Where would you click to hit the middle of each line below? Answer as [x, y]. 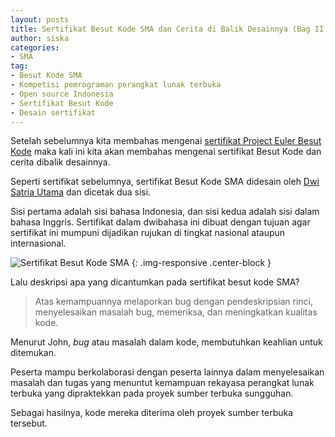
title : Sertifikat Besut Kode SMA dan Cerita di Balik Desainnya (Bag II [167, 29]
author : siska [40, 38]
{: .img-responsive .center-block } [201, 263]
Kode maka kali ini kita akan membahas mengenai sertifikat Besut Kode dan [166, 152]
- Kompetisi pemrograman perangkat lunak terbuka [116, 85]
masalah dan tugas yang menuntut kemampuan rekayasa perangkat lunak [162, 383]
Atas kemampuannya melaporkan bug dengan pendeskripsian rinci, [174, 302]
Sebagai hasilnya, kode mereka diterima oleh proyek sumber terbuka [152, 413]
